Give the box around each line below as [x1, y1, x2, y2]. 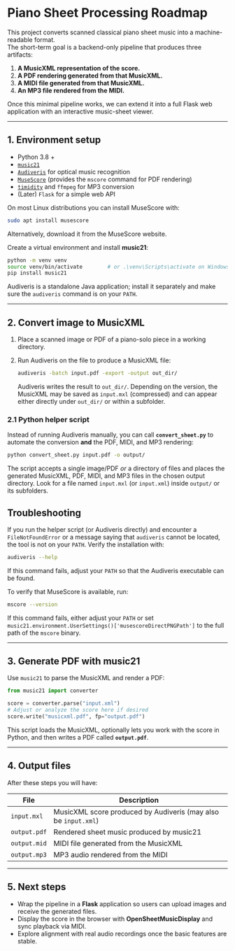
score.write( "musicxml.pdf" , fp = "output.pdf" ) [7, 713, 145, 720]
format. [34, 35, 56, 43]
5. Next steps [7, 881, 66, 893]
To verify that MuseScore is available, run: [7, 587, 129, 596]
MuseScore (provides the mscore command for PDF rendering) [17, 175, 192, 183]
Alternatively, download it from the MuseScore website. [7, 230, 167, 238]
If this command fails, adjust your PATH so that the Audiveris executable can [7, 566, 225, 575]
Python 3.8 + [17, 153, 55, 161]
